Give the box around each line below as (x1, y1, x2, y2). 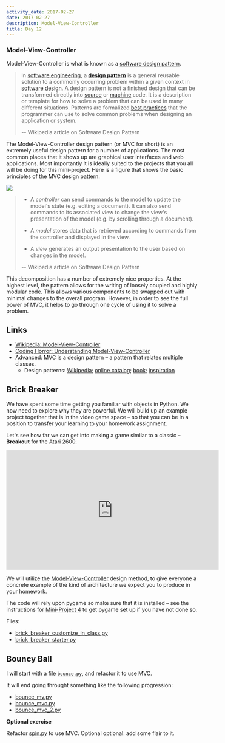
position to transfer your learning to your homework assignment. (6, 420, 167, 427)
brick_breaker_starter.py (15, 636, 76, 643)
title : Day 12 (6, 26, 42, 32)
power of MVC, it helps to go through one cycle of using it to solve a (6, 301, 176, 308)
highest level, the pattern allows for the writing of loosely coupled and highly (6, 281, 198, 289)
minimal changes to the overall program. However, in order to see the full (6, 294, 189, 301)
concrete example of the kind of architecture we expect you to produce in (6, 581, 190, 589)
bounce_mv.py (15, 693, 52, 700)
